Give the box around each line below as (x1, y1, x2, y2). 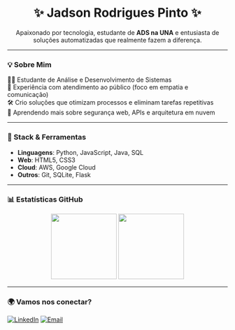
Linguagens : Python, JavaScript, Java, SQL (17, 148, 144, 156)
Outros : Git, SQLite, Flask (17, 170, 91, 179)
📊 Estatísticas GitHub (7, 195, 83, 204)
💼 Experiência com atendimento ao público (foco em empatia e (7, 83, 189, 91)
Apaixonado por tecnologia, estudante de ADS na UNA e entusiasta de (15, 28, 220, 36)
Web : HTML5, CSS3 (17, 156, 76, 164)
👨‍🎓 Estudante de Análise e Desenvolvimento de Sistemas (7, 75, 172, 84)
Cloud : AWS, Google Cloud (17, 163, 96, 172)
